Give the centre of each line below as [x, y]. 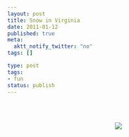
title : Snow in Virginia [44, 20]
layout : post [26, 14]
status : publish [31, 85]
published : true [31, 33]
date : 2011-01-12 [33, 27]
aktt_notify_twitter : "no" [53, 46]
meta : [15, 40]
